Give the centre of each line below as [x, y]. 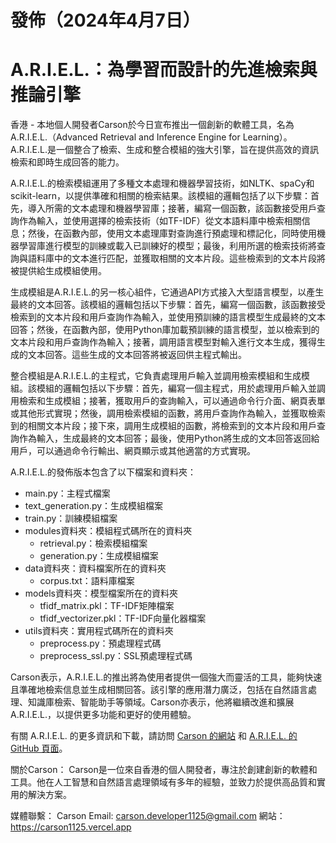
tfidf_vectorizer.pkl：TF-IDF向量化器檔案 [123, 618]
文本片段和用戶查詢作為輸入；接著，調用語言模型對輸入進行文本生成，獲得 [163, 342]
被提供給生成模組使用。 [58, 271]
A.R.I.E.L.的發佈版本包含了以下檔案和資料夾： [103, 472]
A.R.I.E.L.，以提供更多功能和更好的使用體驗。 [103, 715]
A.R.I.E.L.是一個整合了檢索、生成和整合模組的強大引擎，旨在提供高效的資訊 [164, 150]
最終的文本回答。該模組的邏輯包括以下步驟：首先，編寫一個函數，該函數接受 [168, 305]
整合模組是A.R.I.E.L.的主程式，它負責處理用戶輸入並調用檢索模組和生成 [156, 376]
